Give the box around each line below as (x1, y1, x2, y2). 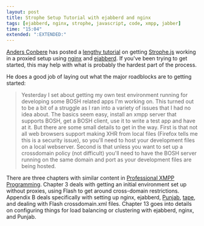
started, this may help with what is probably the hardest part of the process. (6, 62, 197, 69)
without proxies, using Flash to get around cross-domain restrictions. (6, 187, 180, 195)
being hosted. (21, 163, 56, 170)
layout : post (6, 9, 40, 15)
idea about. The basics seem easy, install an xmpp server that (21, 111, 177, 118)
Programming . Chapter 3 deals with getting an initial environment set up (6, 181, 187, 188)
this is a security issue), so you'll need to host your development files (21, 136, 195, 144)
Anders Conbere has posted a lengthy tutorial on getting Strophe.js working (6, 48, 196, 55)
